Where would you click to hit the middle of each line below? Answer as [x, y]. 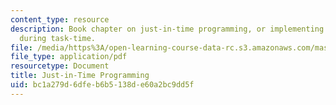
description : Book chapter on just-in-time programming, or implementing [167, 29]
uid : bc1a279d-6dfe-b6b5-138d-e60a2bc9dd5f [102, 85]
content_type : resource [60, 19]
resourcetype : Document [60, 66]
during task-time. [58, 38]
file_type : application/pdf [69, 57]
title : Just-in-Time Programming [80, 76]
